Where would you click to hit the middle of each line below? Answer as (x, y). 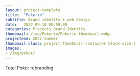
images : (14, 48)
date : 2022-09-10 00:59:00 (36, 24)
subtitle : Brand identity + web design (48, 20)
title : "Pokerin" (25, 15)
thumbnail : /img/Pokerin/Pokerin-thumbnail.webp (58, 34)
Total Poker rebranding (29, 68)
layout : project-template (33, 10)
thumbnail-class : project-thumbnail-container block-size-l (71, 44)
